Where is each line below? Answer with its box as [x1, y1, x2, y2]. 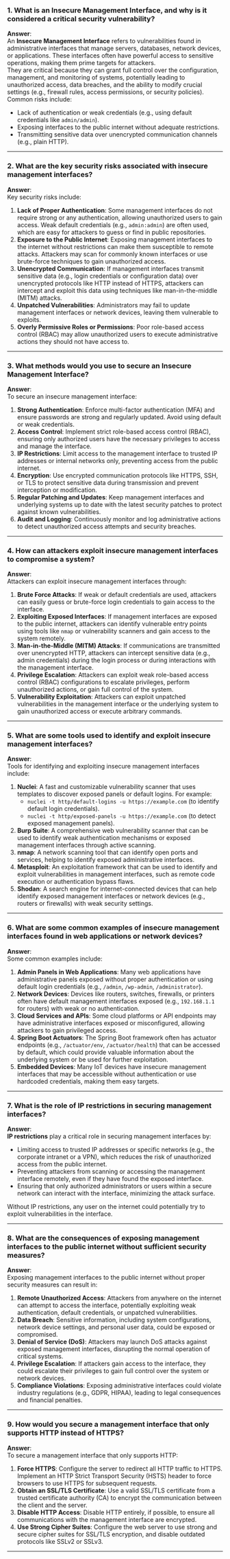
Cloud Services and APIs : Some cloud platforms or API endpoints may [16, 1011, 217, 1020]
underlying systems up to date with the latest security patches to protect [16, 500, 222, 508]
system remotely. [16, 634, 66, 643]
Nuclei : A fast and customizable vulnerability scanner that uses [16, 783, 196, 791]
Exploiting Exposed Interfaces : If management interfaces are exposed [16, 613, 218, 621]
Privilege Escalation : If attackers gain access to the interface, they [16, 1359, 207, 1368]
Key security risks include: [7, 193, 82, 201]
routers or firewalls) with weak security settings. [16, 900, 153, 908]
